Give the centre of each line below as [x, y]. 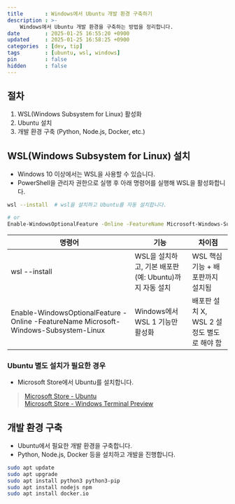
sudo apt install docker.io [48, 494]
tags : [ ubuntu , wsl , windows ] [64, 53]
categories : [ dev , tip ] [45, 46]
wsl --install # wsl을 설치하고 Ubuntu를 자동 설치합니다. [87, 205]
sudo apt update [31, 468]
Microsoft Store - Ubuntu [60, 396]
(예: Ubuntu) [155, 277]
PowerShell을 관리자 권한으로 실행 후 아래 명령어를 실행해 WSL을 [106, 183]
